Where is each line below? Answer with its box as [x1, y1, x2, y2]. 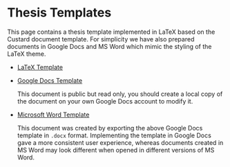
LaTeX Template [17, 63, 64, 71]
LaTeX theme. [7, 50, 46, 58]
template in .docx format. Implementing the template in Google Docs [17, 131, 212, 139]
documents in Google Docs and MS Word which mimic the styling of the [7, 42, 212, 50]
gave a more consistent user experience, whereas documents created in [17, 138, 224, 146]
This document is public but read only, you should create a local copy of [17, 90, 223, 98]
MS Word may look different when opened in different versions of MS [17, 146, 215, 154]
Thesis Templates [7, 5, 112, 21]
